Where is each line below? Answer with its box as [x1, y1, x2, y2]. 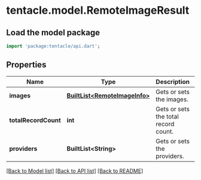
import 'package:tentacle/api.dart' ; [6, 43, 100, 49]
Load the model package [6, 28, 100, 38]
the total [155, 112, 179, 120]
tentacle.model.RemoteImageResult [6, 4, 190, 17]
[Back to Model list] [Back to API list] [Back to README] [6, 167, 144, 174]
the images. [155, 95, 188, 103]
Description [155, 77, 190, 86]
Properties [6, 60, 47, 70]
